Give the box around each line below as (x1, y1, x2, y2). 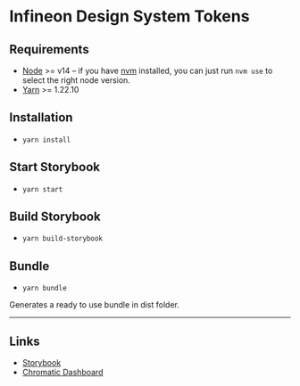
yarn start (21, 185, 63, 193)
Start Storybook (9, 160, 101, 175)
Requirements (9, 42, 89, 57)
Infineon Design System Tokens (9, 6, 250, 27)
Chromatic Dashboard (21, 367, 104, 378)
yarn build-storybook (21, 234, 103, 243)
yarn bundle (21, 283, 67, 293)
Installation (9, 110, 73, 126)
